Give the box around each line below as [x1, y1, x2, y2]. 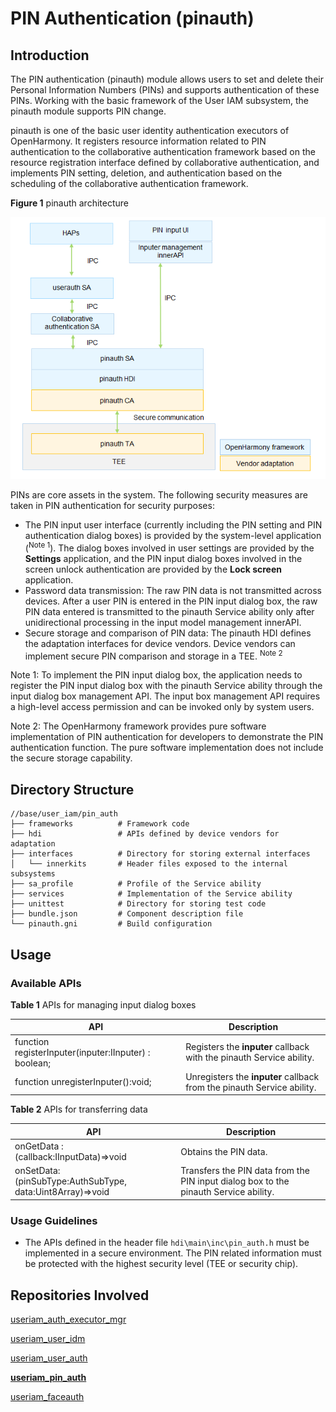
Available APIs [10, 976, 82, 990]
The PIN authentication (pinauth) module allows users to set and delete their [10, 73, 324, 85]
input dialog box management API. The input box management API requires [10, 690, 321, 702]
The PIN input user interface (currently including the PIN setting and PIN [24, 519, 323, 531]
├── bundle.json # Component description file [10, 909, 244, 919]
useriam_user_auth [10, 1352, 88, 1364]
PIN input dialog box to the [180, 1175, 290, 1187]
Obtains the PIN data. [180, 1145, 268, 1157]
